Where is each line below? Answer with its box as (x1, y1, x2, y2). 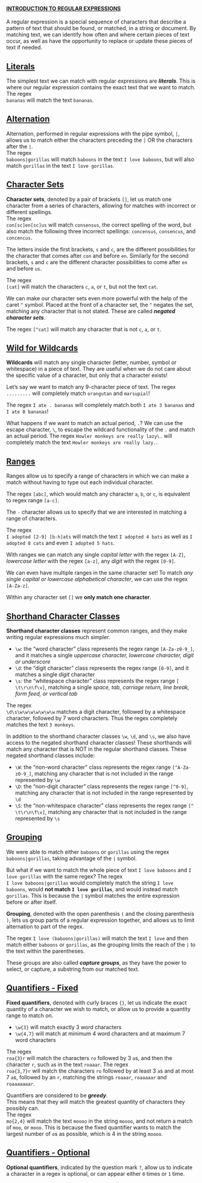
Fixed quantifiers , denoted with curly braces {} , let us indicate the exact (6, 998, 187, 1006)
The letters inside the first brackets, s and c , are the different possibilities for (6, 245, 196, 253)
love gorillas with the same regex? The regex (6, 872, 123, 880)
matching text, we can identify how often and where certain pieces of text (6, 31, 190, 39)
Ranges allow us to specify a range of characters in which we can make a (6, 472, 189, 479)
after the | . (6, 142, 33, 150)
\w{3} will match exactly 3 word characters (14, 1023, 122, 1030)
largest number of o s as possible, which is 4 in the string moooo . (6, 1130, 163, 1137)
